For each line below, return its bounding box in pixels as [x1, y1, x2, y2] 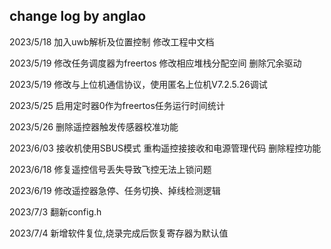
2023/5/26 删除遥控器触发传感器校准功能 [9, 120, 179, 133]
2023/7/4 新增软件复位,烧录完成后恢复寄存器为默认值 [9, 227, 229, 239]
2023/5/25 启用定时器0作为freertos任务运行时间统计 [9, 99, 226, 111]
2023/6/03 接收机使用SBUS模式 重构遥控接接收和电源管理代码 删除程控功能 [9, 142, 322, 154]
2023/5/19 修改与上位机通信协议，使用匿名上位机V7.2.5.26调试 [9, 78, 268, 90]
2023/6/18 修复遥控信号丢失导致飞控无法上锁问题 [9, 163, 212, 175]
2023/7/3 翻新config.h [9, 205, 102, 218]
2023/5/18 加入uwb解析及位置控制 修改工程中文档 [9, 35, 215, 48]
